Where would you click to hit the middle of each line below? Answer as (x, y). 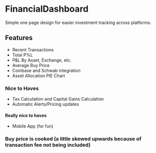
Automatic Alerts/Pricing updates (45, 104)
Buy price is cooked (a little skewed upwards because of (73, 139)
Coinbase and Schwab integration (46, 70)
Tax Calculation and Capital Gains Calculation (58, 99)
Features (19, 38)
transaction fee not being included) (48, 145)
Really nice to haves (26, 115)
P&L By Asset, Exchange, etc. (42, 60)
